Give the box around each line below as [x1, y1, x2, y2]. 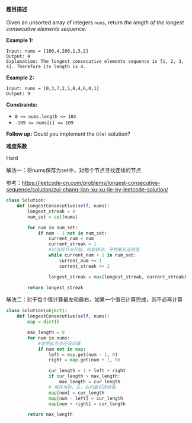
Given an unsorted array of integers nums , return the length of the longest [6, 19, 184, 26]
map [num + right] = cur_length [48, 400, 126, 407]
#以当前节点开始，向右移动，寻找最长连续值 [48, 246, 140, 253]
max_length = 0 [27, 329, 65, 336]
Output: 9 [6, 91, 31, 97]
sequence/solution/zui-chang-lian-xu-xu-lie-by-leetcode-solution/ [6, 186, 169, 193]
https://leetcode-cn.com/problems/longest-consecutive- [21, 180, 161, 187]
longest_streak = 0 [27, 208, 76, 214]
